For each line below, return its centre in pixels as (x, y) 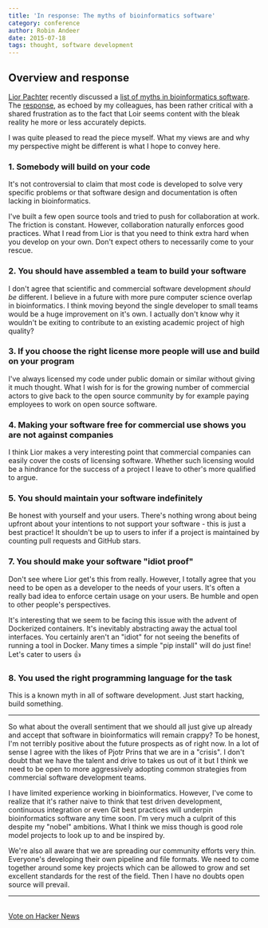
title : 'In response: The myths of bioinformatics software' (112, 16)
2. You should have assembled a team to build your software (128, 271)
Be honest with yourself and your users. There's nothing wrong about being (133, 516)
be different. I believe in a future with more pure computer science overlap (130, 297)
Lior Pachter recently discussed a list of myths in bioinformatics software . (129, 96)
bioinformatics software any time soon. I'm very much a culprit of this (122, 819)
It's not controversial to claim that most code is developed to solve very (126, 184)
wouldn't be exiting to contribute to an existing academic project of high (126, 322)
